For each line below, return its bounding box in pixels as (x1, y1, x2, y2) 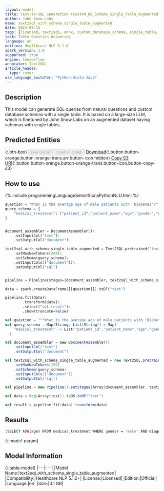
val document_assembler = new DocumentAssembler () (5, 340, 110, 345)
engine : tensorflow (5, 57, 45, 62)
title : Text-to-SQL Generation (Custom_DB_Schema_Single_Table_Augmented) (5, 12, 161, 17)
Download (85, 149, 106, 155)
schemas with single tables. (5, 121, 61, 127)
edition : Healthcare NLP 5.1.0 (5, 43, 69, 48)
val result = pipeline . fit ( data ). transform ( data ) (5, 403, 108, 408)
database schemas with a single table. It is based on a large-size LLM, (5, 111, 146, 117)
